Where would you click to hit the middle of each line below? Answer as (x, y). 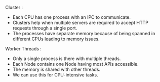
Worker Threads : (24, 49)
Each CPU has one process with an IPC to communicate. (71, 17)
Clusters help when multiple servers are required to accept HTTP (80, 23)
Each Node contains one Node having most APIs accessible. (76, 64)
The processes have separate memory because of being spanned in (84, 33)
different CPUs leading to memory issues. (56, 39)
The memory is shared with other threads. (56, 69)
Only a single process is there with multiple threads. (67, 59)
